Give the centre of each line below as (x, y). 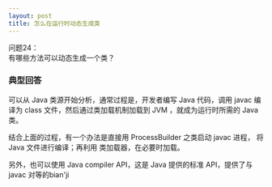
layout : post (30, 16)
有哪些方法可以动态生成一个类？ (62, 57)
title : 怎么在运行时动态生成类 (54, 23)
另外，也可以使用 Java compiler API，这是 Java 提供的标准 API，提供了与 (131, 164)
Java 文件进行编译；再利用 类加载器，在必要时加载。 (96, 147)
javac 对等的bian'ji (39, 174)
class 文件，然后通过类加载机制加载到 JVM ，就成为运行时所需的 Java (141, 109)
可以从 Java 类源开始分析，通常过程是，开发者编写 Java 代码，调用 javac (130, 100)
